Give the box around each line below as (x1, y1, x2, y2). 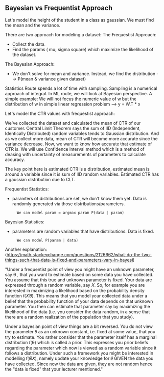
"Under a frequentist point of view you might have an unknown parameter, (5, 266, 155, 272)
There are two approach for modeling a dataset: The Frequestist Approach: (5, 31, 157, 37)
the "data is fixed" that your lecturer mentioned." (5, 366, 103, 372)
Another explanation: (5, 246, 47, 252)
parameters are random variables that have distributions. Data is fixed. (12, 228, 154, 234)
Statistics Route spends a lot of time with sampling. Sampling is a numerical (5, 85, 158, 91)
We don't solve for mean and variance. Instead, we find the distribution (12, 71, 156, 77)
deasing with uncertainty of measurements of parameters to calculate (5, 151, 146, 157)
